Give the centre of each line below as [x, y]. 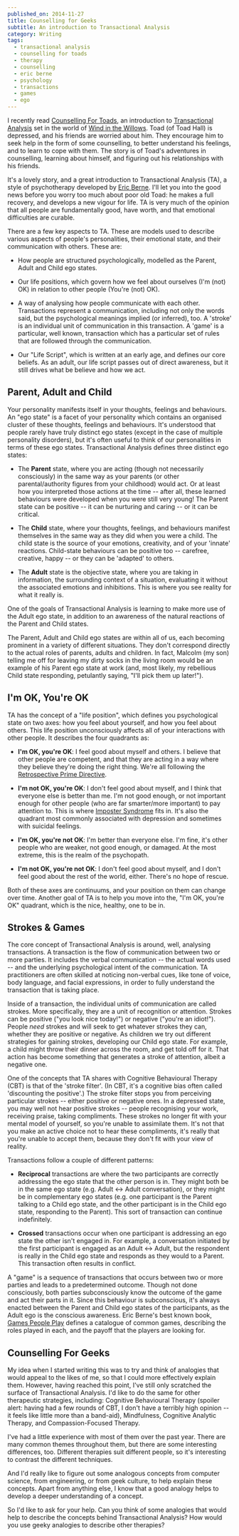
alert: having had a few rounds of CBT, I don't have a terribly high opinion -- [118, 1408]
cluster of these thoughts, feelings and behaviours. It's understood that [112, 424]
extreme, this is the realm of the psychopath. [83, 855]
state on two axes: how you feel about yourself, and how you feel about [112, 722]
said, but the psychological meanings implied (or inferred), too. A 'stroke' [124, 318]
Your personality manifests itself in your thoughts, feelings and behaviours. [117, 409]
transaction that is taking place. [53, 990]
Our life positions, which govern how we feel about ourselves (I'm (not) [122, 282]
